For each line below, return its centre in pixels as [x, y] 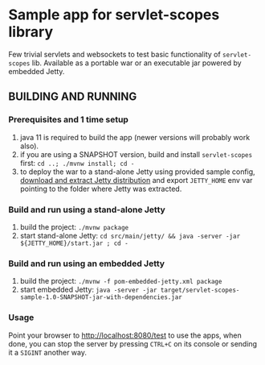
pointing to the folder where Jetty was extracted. [101, 189]
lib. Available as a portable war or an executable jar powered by [137, 63]
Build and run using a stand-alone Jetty [87, 209]
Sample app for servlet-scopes [114, 15]
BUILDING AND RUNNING [73, 97]
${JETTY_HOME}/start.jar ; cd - [74, 243]
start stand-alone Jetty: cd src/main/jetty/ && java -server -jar [130, 235]
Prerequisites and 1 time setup [68, 120]
